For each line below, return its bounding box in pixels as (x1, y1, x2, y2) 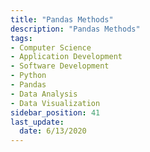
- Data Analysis (10, 89, 78, 99)
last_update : (10, 117, 65, 127)
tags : (10, 33, 33, 43)
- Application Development (10, 52, 123, 62)
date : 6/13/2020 (19, 126, 87, 136)
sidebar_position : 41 (10, 107, 101, 118)
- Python (10, 71, 47, 81)
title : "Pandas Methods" (10, 14, 114, 25)
